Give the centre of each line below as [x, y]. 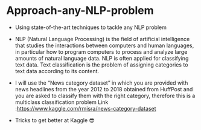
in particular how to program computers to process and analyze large [101, 51]
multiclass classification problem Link [62, 102]
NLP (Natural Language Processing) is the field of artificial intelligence [102, 39]
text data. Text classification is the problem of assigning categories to [101, 65]
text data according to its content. [57, 71]
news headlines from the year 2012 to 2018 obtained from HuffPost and [104, 89]
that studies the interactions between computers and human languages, [104, 45]
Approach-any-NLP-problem [80, 11]
